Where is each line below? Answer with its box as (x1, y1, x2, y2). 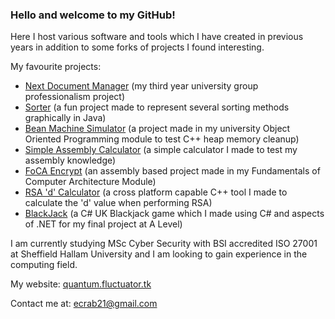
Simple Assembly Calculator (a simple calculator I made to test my (24, 144, 298, 156)
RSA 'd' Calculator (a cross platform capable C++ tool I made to (24, 186, 288, 198)
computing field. (10, 259, 78, 271)
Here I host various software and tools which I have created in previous (10, 31, 304, 43)
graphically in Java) (24, 112, 107, 124)
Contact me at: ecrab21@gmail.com (10, 298, 158, 310)
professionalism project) (24, 91, 126, 103)
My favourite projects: (10, 61, 102, 73)
